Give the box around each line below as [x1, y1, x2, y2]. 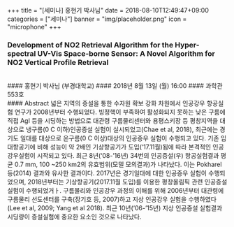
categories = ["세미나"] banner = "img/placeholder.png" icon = [7, 15, 187, 23]
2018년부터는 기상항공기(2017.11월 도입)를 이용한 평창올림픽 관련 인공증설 [27, 177, 228, 186]
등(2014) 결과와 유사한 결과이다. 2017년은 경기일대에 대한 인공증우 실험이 [7, 169, 207, 177]
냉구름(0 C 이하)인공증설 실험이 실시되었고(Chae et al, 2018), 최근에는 [25, 125, 219, 134]
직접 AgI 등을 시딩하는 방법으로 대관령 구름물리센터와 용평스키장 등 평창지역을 [7, 117, 219, 125]
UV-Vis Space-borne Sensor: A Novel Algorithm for [37, 48, 215, 58]
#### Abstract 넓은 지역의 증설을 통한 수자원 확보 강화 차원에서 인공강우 [7, 99, 205, 108]
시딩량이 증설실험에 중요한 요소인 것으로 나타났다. [7, 212, 142, 221]
